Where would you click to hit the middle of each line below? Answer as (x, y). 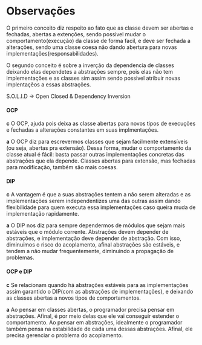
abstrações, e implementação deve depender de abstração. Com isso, (94, 238)
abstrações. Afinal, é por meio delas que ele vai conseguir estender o (93, 316)
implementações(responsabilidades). (52, 53)
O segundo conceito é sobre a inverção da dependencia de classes (90, 65)
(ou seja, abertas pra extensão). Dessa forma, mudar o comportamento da (99, 148)
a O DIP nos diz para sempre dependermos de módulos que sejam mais (96, 225)
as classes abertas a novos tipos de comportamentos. (73, 298)
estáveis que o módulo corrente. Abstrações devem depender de (87, 232)
